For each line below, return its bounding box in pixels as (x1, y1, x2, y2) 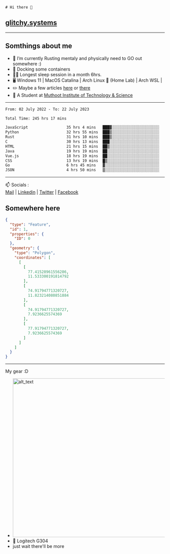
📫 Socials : (5, 182, 29, 188)
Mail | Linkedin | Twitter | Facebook (5, 189, 78, 195)
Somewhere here (5, 204, 61, 212)
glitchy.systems (5, 18, 57, 27)
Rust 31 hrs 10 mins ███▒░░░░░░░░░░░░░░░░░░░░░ (5, 135, 159, 140)
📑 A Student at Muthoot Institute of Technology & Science (12, 92, 133, 98)
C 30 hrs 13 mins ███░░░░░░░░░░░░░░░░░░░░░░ (5, 139, 159, 144)
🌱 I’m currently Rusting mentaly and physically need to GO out (12, 55, 143, 61)
